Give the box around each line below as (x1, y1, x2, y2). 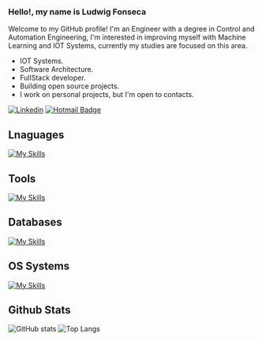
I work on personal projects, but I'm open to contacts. (19, 90, 195, 99)
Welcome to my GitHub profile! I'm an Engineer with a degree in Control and (8, 24, 255, 34)
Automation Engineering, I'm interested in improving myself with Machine (8, 32, 246, 42)
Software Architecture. (19, 65, 94, 74)
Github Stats (8, 303, 71, 317)
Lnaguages (8, 128, 65, 141)
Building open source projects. (19, 81, 120, 91)
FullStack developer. (19, 73, 86, 83)
